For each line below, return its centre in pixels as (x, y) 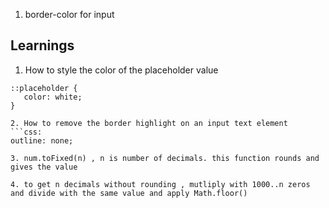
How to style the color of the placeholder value (121, 70)
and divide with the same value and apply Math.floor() (129, 193)
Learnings (42, 45)
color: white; (53, 97)
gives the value (44, 167)
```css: (26, 132)
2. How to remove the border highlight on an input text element (149, 123)
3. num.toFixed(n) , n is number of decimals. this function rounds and (165, 158)
